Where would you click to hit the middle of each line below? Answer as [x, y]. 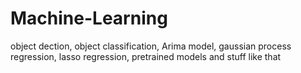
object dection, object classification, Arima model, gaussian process [151, 46]
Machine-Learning [89, 18]
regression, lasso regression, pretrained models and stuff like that [146, 56]
